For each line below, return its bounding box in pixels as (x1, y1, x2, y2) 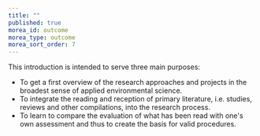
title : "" (8, 11, 41, 20)
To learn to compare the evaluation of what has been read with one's (19, 111, 243, 120)
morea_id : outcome (8, 26, 69, 34)
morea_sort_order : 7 (8, 41, 76, 49)
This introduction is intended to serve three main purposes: (8, 62, 201, 72)
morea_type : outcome (8, 33, 76, 42)
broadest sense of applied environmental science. (19, 86, 183, 95)
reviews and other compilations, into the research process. (19, 103, 211, 112)
